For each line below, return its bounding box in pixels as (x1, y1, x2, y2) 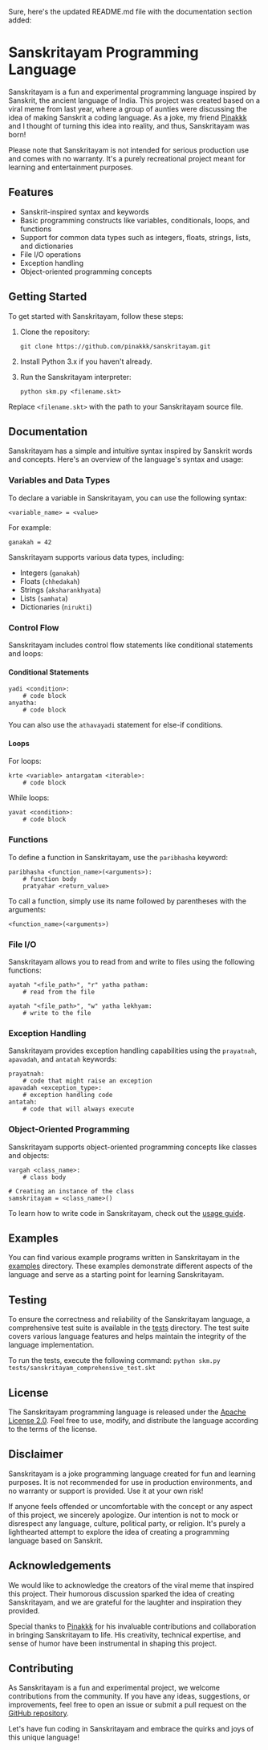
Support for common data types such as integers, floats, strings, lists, (19, 232, 251, 242)
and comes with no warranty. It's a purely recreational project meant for (8, 153, 246, 163)
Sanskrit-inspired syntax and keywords (19, 206, 150, 216)
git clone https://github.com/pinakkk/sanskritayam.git (19, 342, 211, 350)
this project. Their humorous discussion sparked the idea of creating (8, 1589, 235, 1598)
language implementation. (8, 1340, 95, 1350)
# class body (22, 1173, 67, 1181)
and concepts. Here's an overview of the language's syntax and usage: (8, 455, 244, 464)
